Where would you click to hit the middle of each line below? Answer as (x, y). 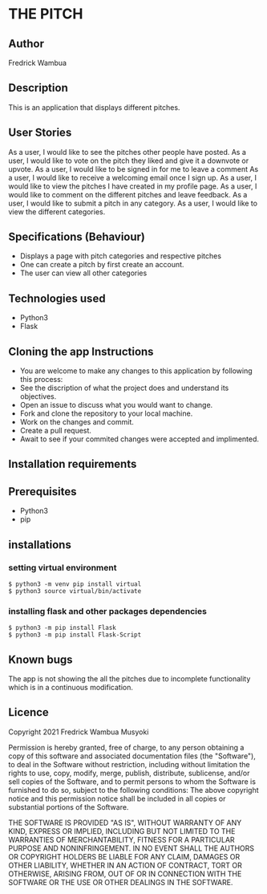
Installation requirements (73, 464)
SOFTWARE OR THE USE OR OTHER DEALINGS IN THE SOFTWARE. (121, 882)
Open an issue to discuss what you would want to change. (116, 405)
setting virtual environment (63, 567)
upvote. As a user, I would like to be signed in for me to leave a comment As (133, 169)
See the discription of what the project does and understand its (124, 388)
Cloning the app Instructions (81, 351)
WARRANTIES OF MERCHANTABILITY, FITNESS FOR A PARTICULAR (121, 839)
